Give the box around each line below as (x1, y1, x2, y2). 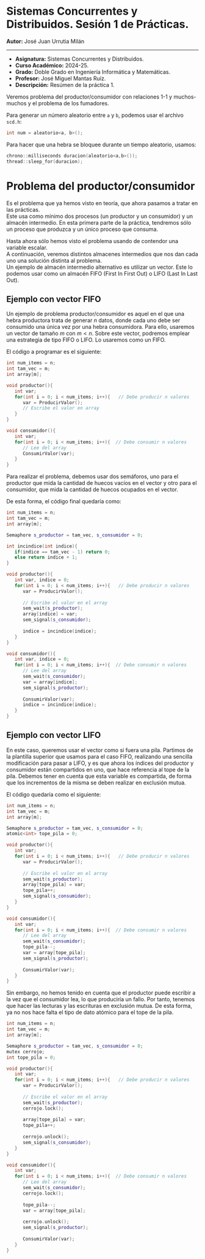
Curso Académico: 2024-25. (15, 61, 89, 69)
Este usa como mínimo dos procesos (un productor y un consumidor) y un (6, 212, 193, 220)
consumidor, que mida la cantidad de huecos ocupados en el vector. (6, 486, 179, 494)
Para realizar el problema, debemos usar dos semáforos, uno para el (6, 473, 179, 480)
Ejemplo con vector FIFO (6, 294, 101, 304)
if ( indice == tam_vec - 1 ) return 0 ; (14, 549, 111, 555)
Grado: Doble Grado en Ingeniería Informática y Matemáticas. (15, 68, 171, 75)
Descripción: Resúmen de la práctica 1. (15, 81, 115, 88)
